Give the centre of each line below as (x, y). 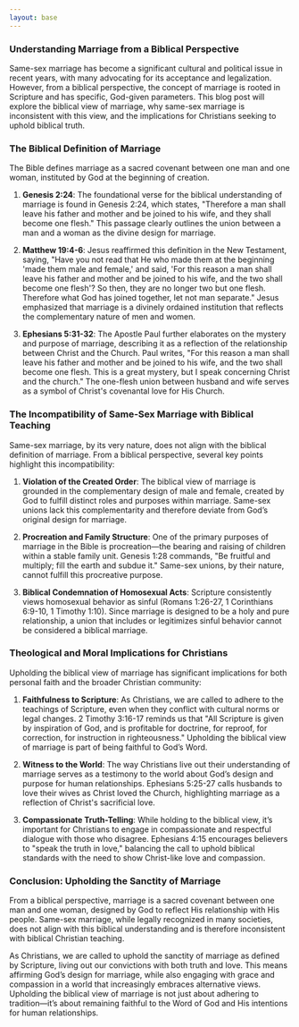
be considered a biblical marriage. (85, 630)
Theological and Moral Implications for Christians (119, 653)
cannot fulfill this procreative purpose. (92, 574)
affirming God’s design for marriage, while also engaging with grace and (142, 975)
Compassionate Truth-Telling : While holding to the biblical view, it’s (147, 819)
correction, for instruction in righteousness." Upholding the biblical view (154, 737)
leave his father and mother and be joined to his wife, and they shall (146, 214)
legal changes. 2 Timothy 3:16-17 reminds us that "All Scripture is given (153, 718)
